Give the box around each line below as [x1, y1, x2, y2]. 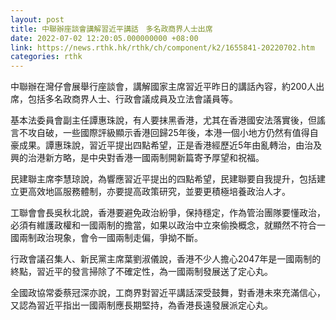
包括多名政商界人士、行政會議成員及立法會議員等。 [27, 93, 238, 105]
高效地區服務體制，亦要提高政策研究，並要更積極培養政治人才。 [27, 186, 291, 198]
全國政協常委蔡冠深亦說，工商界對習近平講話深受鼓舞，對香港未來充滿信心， [10, 287, 326, 299]
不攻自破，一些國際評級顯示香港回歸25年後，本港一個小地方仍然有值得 [18, 127, 310, 139]
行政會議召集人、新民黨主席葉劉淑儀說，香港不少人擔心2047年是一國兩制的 [10, 253, 322, 265]
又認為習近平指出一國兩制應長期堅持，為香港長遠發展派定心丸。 [10, 299, 273, 311]
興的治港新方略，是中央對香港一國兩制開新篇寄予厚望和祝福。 [10, 152, 265, 164]
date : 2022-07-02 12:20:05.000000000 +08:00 [10, 33, 199, 43]
